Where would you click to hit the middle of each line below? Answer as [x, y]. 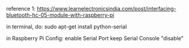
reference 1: [21, 9]
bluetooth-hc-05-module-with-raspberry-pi [60, 15]
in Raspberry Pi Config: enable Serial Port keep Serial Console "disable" [95, 38]
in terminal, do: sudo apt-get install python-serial [67, 27]
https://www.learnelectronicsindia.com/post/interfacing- [106, 9]
